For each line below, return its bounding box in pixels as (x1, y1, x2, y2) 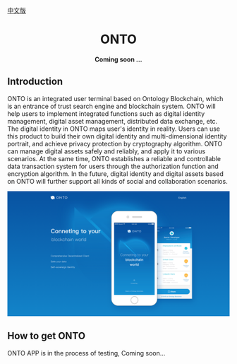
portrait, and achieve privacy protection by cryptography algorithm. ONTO (7, 139, 223, 148)
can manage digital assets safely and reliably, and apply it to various (7, 147, 206, 155)
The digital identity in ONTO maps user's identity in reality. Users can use (7, 124, 221, 133)
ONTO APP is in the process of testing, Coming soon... (7, 348, 166, 357)
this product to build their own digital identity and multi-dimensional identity (7, 131, 227, 140)
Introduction (7, 76, 63, 88)
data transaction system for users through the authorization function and (7, 162, 219, 170)
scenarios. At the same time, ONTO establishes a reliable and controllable (7, 154, 221, 163)
